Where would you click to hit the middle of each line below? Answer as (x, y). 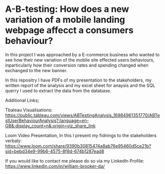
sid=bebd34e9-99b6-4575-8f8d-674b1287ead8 (55, 151)
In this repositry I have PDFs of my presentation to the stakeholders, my (78, 80)
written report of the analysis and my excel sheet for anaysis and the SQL (80, 85)
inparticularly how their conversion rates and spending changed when (77, 65)
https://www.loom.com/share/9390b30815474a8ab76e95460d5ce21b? (78, 146)
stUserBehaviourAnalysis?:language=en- (47, 120)
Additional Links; (22, 100)
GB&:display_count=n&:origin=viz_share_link (50, 126)
